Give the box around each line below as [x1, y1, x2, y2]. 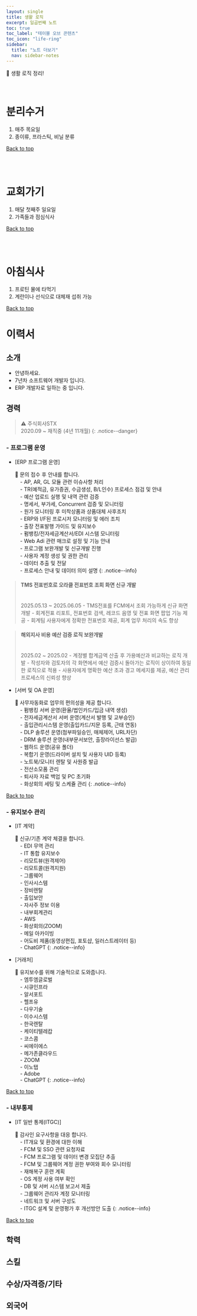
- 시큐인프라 [19, 983, 48, 991]
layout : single [6, 8, 44, 15]
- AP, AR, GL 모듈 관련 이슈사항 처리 [19, 478, 104, 485]
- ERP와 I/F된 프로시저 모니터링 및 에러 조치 [19, 515, 120, 522]
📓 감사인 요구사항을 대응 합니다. [14, 1131, 88, 1138]
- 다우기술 [19, 1005, 43, 1013]
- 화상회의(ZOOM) [19, 923, 63, 930]
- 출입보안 [19, 894, 43, 901]
